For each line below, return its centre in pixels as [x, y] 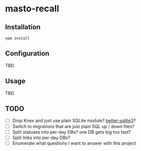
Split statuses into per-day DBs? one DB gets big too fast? [71, 132]
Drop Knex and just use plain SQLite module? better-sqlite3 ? [74, 121]
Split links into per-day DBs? [41, 138]
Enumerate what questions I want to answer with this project [74, 143]
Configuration [27, 53]
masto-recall [32, 9]
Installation [23, 27]
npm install [17, 38]
